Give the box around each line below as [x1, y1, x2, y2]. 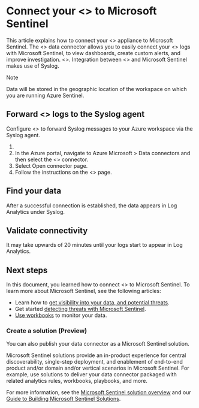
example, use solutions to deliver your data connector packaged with [6, 371, 177, 378]
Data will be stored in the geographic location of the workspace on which [6, 85, 187, 92]
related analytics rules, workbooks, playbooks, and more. [6, 377, 148, 385]
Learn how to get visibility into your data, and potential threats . [14, 299, 170, 306]
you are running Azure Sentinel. [6, 92, 85, 99]
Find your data [6, 186, 62, 196]
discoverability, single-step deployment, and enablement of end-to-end [6, 358, 183, 365]
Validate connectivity [6, 225, 88, 235]
